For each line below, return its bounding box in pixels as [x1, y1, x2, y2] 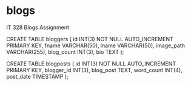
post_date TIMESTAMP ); [6, 73, 69, 80]
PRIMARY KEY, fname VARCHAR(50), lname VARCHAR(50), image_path [6, 42, 186, 49]
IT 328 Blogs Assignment [6, 24, 70, 31]
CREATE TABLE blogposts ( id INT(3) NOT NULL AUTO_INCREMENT [6, 60, 176, 67]
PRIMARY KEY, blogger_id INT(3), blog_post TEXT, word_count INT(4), [6, 66, 183, 73]
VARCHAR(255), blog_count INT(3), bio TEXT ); [6, 48, 124, 55]
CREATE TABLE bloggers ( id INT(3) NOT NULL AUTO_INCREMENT [6, 35, 174, 42]
